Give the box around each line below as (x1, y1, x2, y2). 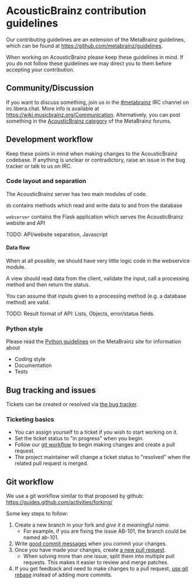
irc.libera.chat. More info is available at (6, 104, 99, 112)
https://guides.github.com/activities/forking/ (6, 499, 113, 506)
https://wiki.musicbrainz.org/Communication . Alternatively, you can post (6, 111, 180, 118)
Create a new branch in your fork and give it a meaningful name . (14, 521, 171, 529)
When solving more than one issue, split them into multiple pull (23, 553, 175, 560)
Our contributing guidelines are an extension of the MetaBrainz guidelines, (6, 36, 185, 43)
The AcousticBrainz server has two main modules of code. (6, 190, 147, 197)
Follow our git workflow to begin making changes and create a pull (14, 441, 176, 448)
